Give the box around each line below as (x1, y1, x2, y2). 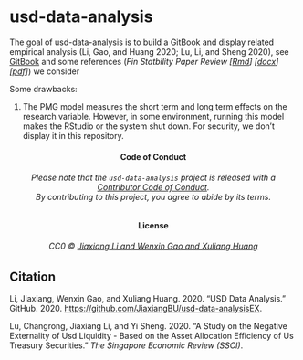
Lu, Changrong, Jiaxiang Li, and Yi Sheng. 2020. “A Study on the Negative (9, 321, 287, 332)
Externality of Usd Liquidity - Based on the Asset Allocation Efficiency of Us (9, 331, 294, 342)
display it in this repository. (22, 130, 125, 141)
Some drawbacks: (9, 83, 78, 94)
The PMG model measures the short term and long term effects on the (22, 101, 287, 111)
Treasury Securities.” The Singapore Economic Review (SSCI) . (9, 340, 244, 351)
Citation (9, 269, 57, 284)
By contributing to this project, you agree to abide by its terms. (35, 192, 272, 203)
